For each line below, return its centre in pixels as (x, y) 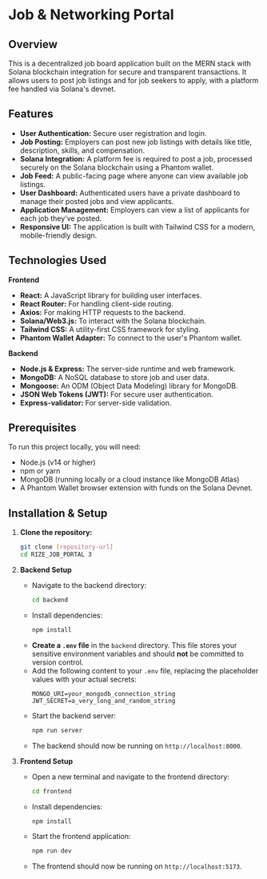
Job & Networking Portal (91, 15)
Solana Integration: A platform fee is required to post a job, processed (136, 158)
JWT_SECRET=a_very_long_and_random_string (104, 701)
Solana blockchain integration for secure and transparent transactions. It (128, 72)
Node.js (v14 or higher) (58, 462)
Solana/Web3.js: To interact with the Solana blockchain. (113, 321)
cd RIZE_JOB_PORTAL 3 (56, 555)
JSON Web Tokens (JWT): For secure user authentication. (116, 394)
